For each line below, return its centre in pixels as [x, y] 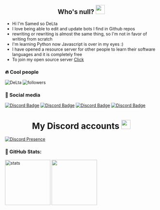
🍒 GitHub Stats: [23, 152]
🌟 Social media [23, 95]
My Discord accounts [76, 126]
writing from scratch [32, 39]
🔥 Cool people [22, 72]
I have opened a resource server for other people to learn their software [84, 49]
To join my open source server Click [48, 59]
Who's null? [76, 12]
